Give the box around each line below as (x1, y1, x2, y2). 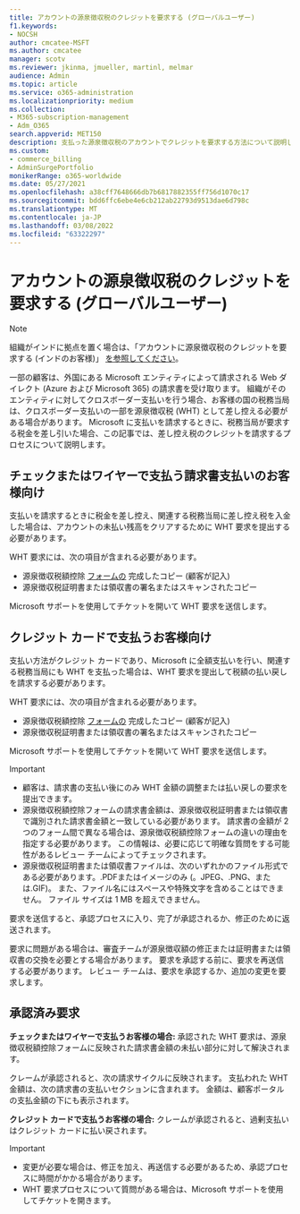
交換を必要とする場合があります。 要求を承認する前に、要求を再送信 (32, 954, 284, 965)
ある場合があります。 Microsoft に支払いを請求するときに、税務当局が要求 (9, 417, 283, 428)
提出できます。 (21, 793, 78, 804)
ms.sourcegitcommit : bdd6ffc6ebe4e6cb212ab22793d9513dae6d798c (9, 196, 250, 206)
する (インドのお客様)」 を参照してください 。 (16, 353, 184, 363)
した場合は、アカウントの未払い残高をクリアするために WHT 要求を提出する (9, 521, 291, 533)
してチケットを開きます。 (21, 1194, 116, 1205)
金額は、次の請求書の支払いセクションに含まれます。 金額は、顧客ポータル (9, 1083, 285, 1094)
